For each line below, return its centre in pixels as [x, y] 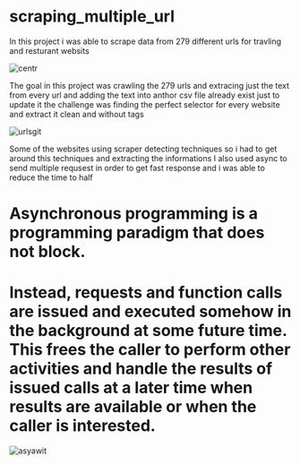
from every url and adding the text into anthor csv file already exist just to [145, 95]
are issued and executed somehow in [150, 312]
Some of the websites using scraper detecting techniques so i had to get [143, 149]
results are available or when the [133, 407]
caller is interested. [83, 426]
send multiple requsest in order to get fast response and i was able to [137, 168]
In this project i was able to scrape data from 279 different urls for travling [146, 41]
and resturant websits [49, 50]
